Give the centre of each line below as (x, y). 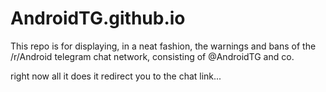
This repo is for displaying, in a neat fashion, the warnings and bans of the (163, 46)
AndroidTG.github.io (98, 18)
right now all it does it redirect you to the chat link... (116, 76)
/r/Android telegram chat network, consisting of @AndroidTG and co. (152, 56)
